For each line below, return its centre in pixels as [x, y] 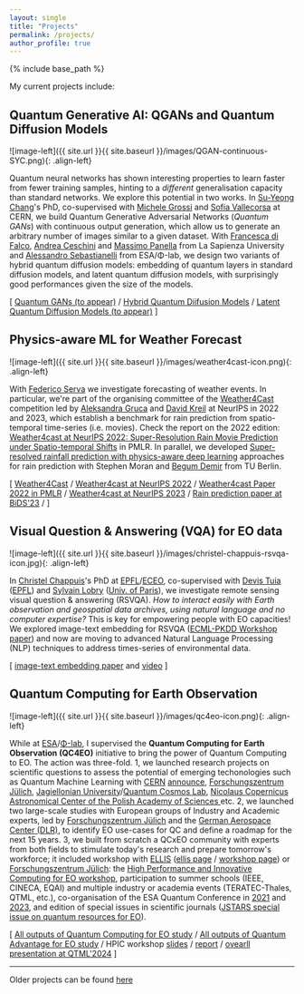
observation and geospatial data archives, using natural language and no [147, 609]
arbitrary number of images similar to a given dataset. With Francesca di [144, 236]
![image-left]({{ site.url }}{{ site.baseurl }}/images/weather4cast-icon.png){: [151, 361]
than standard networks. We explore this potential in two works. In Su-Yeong [152, 198]
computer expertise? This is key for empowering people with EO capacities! [150, 619]
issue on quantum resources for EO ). [78, 916]
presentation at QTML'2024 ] [63, 953]
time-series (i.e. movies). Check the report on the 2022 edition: [162, 427]
